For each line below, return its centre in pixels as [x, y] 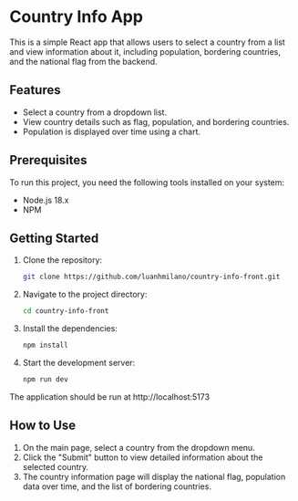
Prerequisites [48, 160]
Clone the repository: [62, 260]
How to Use [43, 426]
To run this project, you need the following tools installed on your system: [147, 182]
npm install [45, 345]
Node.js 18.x [46, 200]
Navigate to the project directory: [85, 295]
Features [35, 90]
